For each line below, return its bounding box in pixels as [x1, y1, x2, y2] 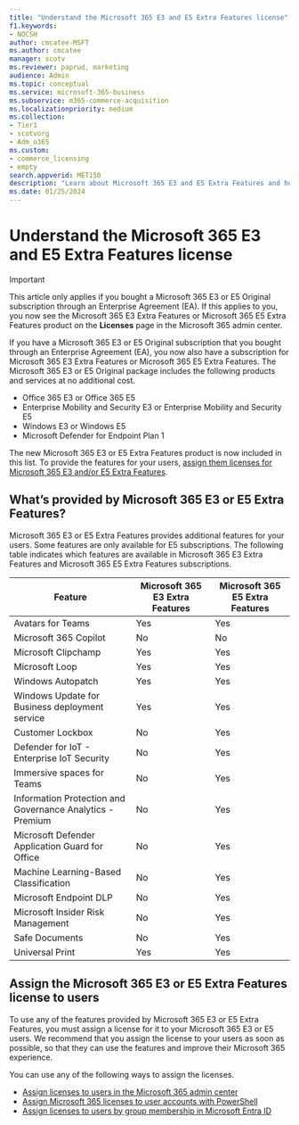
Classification [13, 876, 71, 889]
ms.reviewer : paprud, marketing [9, 63, 129, 72]
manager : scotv [9, 54, 66, 63]
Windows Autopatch [13, 674, 99, 687]
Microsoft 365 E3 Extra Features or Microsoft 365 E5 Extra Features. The [9, 356, 277, 367]
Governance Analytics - [13, 803, 115, 815]
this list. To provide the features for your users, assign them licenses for [9, 457, 273, 467]
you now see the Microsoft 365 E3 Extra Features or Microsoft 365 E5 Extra [9, 310, 287, 321]
